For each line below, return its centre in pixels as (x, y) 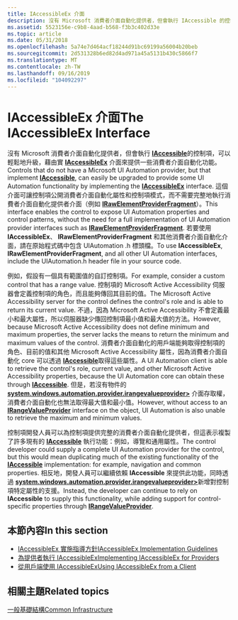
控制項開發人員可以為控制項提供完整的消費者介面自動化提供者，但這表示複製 (119, 433)
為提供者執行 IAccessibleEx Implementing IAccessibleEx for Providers (118, 558)
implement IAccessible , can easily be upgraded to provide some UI (106, 178)
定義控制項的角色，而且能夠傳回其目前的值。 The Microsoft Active (115, 294)
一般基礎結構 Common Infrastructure (60, 609)
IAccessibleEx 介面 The (75, 117)
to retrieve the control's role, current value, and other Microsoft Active (109, 369)
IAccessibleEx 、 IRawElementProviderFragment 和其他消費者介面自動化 (114, 237)
